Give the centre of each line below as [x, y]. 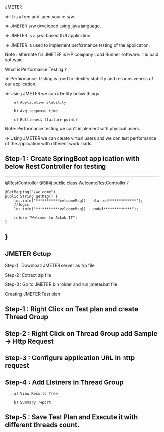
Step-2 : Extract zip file [28, 275]
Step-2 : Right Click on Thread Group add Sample [81, 334]
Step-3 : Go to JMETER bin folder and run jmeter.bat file [61, 284]
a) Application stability [40, 102]
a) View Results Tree [36, 394]
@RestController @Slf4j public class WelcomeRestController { [67, 183]
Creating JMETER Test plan [32, 294]
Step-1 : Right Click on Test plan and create [72, 309]
